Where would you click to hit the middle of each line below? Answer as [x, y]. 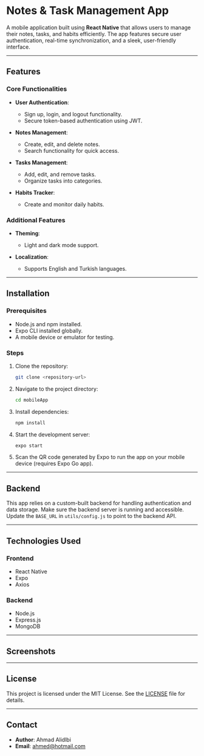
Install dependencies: [42, 411]
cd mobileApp [32, 400]
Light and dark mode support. [61, 245]
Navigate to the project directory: [56, 389]
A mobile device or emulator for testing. [65, 337]
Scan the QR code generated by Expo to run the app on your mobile [100, 457]
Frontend [20, 558]
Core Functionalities [37, 89]
